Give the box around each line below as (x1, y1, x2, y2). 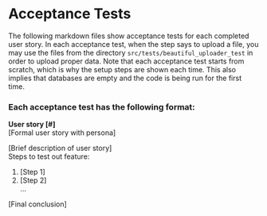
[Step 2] (19, 175, 47, 185)
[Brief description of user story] (8, 144, 112, 153)
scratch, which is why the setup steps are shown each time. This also (8, 64, 237, 74)
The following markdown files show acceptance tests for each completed (8, 31, 249, 40)
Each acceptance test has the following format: (8, 101, 195, 112)
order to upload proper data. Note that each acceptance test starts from (8, 56, 245, 66)
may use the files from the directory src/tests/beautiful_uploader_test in (8, 48, 253, 57)
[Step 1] (19, 168, 45, 177)
